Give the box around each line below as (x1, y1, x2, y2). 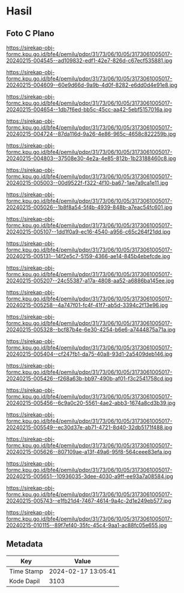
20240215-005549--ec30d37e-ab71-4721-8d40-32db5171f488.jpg (6, 424, 173, 431)
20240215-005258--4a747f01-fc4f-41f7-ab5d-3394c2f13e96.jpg (6, 302, 168, 308)
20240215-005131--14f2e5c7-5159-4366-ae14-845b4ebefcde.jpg (6, 253, 170, 259)
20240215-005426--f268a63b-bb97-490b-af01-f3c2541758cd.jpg (6, 375, 173, 382)
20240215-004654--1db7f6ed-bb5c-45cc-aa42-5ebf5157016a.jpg (6, 106, 172, 113)
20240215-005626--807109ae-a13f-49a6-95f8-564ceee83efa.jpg (6, 449, 172, 455)
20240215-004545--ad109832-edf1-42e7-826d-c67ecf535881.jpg (6, 57, 173, 64)
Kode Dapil (9, 577, 40, 585)
